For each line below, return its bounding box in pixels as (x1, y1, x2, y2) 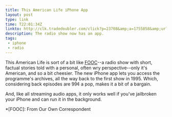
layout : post (5, 12, 33, 17)
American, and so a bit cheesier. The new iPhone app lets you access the (5, 70, 160, 76)
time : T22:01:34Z (5, 21, 42, 27)
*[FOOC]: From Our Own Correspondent (5, 106, 91, 112)
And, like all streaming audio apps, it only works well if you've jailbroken (5, 91, 157, 97)
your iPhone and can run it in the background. (5, 96, 102, 102)
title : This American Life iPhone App (5, 7, 88, 13)
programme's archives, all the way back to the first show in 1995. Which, (5, 75, 159, 81)
